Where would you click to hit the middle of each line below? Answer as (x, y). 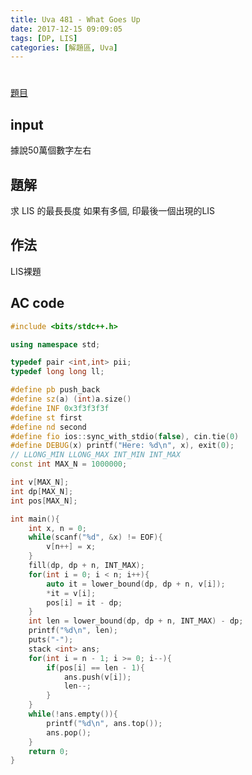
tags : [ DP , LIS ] (44, 38)
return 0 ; (49, 751)
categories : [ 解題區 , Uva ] (64, 47)
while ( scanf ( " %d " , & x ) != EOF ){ (95, 537)
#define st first (46, 417)
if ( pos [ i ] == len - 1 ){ (95, 667)
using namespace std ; (55, 344)
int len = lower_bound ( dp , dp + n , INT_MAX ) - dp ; (136, 621)
